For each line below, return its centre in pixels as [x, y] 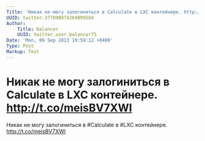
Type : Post [20, 46]
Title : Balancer [38, 29]
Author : [16, 23]
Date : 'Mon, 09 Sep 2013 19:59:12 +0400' [60, 40]
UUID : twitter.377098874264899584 [50, 18]
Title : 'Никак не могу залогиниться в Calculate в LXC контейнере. [94, 12]
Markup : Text [23, 52]
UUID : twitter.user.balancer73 [57, 35]
